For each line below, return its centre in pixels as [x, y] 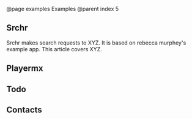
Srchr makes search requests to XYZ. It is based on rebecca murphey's [96, 43]
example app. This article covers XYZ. [54, 49]
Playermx [25, 69]
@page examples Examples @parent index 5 [63, 9]
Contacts [24, 110]
